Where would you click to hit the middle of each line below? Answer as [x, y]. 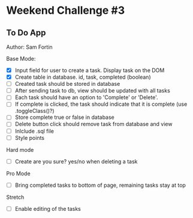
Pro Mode [19, 173]
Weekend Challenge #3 [65, 11]
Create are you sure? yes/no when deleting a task [76, 161]
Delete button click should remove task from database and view [94, 124]
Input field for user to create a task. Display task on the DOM [90, 70]
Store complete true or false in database [65, 117]
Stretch [15, 197]
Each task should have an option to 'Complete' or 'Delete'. [86, 97]
